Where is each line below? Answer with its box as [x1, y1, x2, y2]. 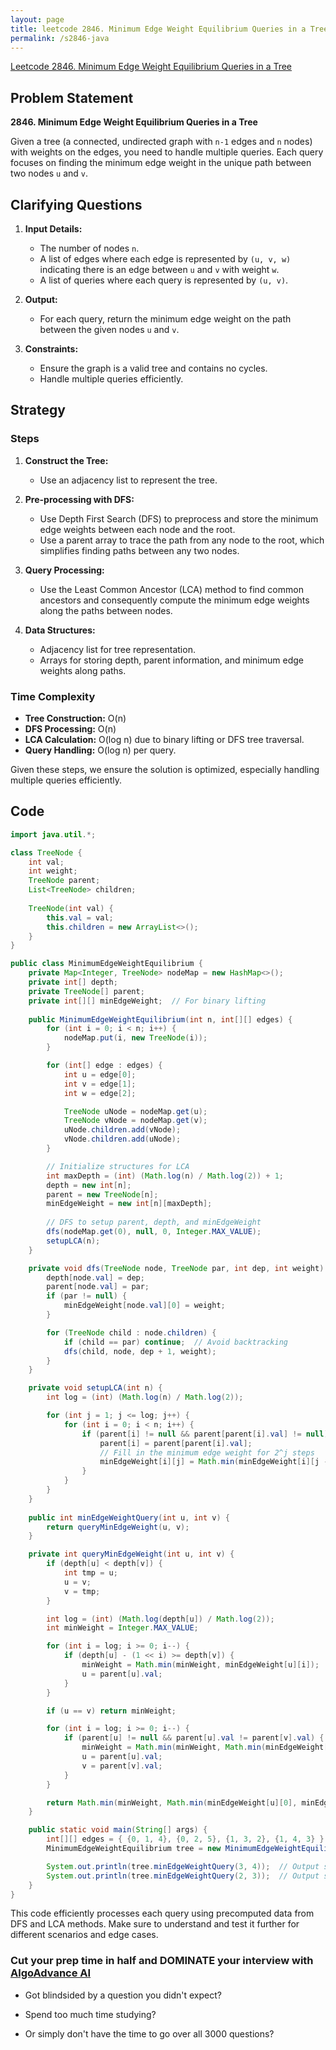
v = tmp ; [63, 1586, 101, 1596]
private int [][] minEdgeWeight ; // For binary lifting [28, 996, 267, 1006]
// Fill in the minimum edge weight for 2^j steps [99, 1447, 315, 1458]
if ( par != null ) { [46, 1291, 128, 1301]
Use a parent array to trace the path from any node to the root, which [39, 534, 325, 546]
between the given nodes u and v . [39, 324, 180, 335]
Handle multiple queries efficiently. [39, 373, 184, 385]
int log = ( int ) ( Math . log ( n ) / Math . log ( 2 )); [46, 1392, 244, 1403]
